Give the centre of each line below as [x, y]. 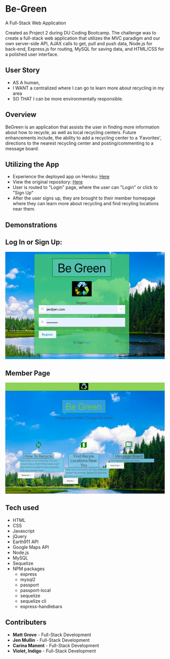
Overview [21, 115]
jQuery [19, 536]
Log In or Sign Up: [34, 242]
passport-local [35, 590]
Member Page [28, 373]
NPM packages [29, 569]
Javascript [24, 531]
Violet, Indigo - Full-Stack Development [54, 651]
